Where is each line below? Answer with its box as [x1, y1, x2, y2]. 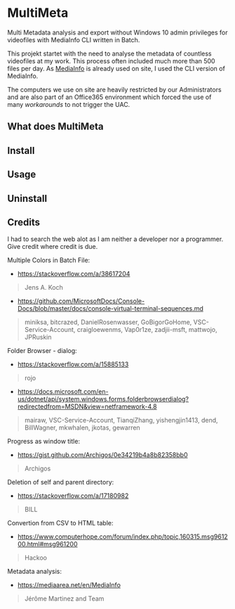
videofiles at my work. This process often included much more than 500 [7, 56, 215, 65]
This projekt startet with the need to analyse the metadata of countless [7, 49, 212, 58]
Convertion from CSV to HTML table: [7, 519, 114, 527]
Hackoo [24, 553, 48, 562]
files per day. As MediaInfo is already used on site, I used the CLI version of [7, 64, 226, 72]
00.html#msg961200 [17, 540, 79, 549]
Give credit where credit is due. [7, 243, 98, 251]
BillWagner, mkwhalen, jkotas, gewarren [24, 423, 140, 432]
